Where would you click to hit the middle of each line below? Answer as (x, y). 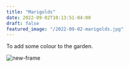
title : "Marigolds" (31, 12)
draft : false (23, 23)
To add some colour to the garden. (50, 46)
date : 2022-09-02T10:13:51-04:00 (49, 18)
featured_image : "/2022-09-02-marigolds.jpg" (65, 29)
